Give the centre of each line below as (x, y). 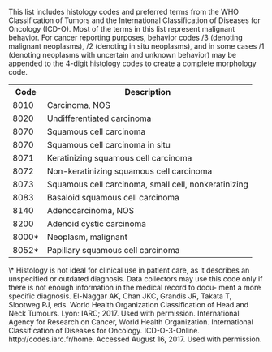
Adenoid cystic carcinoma (96, 224)
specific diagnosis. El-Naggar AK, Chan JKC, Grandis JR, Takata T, (120, 296)
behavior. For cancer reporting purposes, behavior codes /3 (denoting (126, 37)
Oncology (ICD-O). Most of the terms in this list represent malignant (122, 29)
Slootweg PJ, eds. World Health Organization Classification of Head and (129, 305)
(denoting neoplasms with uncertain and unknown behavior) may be (123, 55)
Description (148, 92)
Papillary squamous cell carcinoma (113, 250)
